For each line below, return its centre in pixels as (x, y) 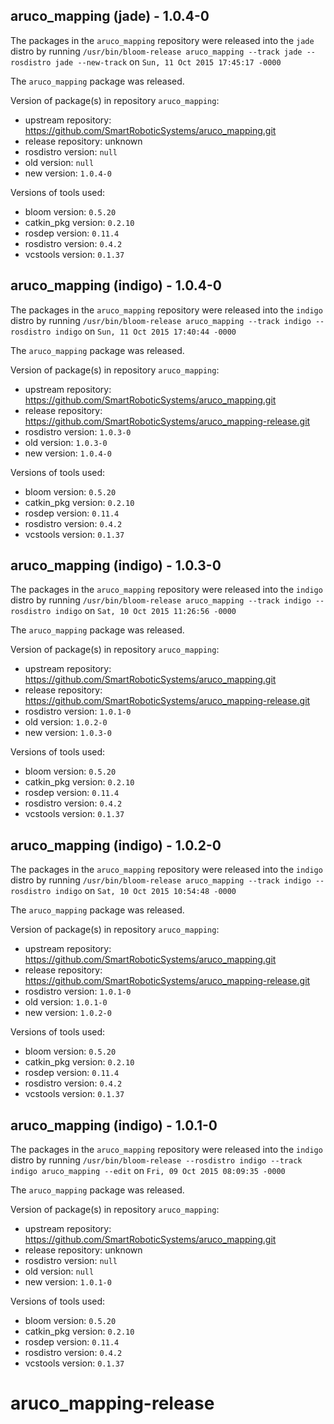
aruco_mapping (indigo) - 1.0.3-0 (116, 565)
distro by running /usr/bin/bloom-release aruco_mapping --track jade (156, 51)
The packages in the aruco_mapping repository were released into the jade (162, 40)
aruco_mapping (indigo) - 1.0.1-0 (114, 1125)
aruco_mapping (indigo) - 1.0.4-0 (116, 285)
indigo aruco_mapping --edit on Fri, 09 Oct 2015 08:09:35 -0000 (148, 1171)
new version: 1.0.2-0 (68, 1013)
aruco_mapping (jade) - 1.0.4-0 (110, 16)
